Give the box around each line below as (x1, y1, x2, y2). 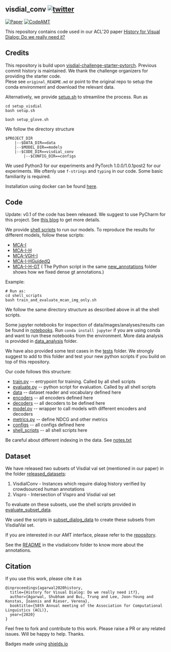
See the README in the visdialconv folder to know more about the (5, 542, 144, 548)
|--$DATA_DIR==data (14, 140, 56, 145)
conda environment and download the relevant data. (5, 84, 115, 90)
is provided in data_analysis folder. (5, 338, 78, 344)
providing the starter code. (5, 73, 62, 79)
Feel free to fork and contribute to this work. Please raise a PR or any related (5, 626, 165, 632)
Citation (5, 562, 32, 570)
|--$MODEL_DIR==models (14, 145, 63, 150)
